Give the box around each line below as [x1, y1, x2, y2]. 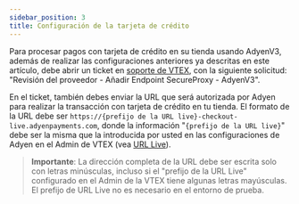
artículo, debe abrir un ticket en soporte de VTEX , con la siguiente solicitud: [9, 64, 287, 76]
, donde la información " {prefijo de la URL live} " [96, 119, 286, 130]
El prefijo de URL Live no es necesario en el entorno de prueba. [30, 184, 265, 195]
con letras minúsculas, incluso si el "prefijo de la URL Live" [30, 166, 247, 176]
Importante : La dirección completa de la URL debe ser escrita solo [30, 156, 278, 167]
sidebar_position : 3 [9, 12, 87, 22]
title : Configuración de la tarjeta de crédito [9, 21, 190, 30]
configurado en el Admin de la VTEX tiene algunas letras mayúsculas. [30, 175, 287, 185]
